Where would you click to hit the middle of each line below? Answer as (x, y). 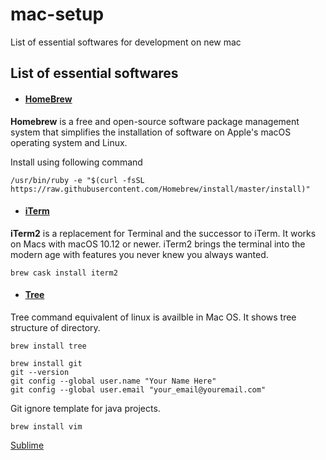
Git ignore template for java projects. (85, 408)
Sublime (27, 445)
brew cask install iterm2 (64, 273)
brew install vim (46, 426)
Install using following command (76, 162)
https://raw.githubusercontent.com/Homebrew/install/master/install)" (160, 189)
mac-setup (57, 14)
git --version (40, 372)
